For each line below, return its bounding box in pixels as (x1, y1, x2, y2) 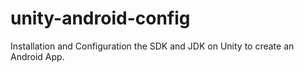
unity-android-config (10, 7, 191, 30)
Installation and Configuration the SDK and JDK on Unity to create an (10, 40, 295, 52)
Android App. (10, 50, 65, 62)
